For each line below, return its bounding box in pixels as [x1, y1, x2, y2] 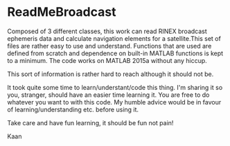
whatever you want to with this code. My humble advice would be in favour [7, 98, 222, 106]
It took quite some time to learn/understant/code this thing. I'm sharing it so [7, 83, 223, 91]
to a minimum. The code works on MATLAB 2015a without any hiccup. [7, 56, 208, 64]
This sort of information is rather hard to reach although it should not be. [7, 70, 214, 78]
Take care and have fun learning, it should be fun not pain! [7, 118, 174, 127]
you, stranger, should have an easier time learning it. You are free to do [7, 91, 210, 99]
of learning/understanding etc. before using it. [7, 105, 139, 113]
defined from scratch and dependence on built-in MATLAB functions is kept [7, 49, 224, 57]
